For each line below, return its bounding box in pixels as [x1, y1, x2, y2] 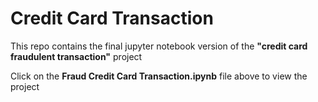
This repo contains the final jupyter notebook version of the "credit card [10, 40, 308, 52]
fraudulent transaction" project [10, 50, 143, 62]
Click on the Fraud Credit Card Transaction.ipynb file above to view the [10, 70, 308, 82]
